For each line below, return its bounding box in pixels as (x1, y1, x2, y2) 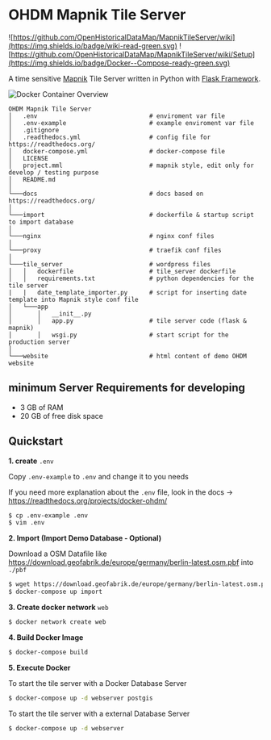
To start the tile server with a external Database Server (8, 709, 190, 718)
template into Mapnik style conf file (8, 295, 139, 303)
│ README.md (8, 175, 56, 183)
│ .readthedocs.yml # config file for (8, 133, 211, 141)
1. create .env (8, 456, 54, 466)
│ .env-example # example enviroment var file (8, 119, 254, 127)
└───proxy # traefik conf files (8, 246, 222, 254)
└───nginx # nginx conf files (8, 232, 215, 240)
